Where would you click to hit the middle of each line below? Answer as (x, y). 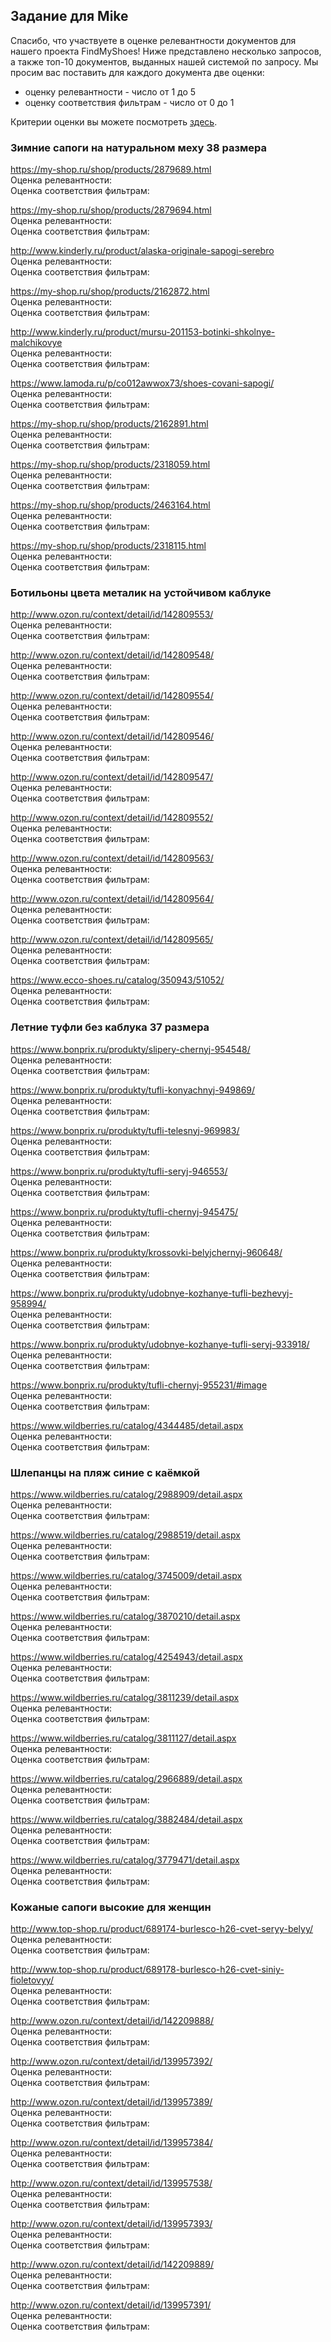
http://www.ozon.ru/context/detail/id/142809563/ (112, 858)
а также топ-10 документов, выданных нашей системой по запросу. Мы (164, 61)
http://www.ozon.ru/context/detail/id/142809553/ (112, 615)
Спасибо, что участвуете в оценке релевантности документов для (153, 40)
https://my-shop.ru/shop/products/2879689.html (111, 170)
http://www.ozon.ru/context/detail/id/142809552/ (112, 818)
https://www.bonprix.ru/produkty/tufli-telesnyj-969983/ (125, 1130)
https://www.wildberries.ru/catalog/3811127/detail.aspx (123, 1738)
